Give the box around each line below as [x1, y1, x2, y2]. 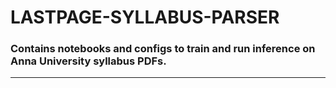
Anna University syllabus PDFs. [10, 54, 167, 68]
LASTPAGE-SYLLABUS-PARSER [10, 6, 280, 29]
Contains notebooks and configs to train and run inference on [10, 42, 316, 56]
